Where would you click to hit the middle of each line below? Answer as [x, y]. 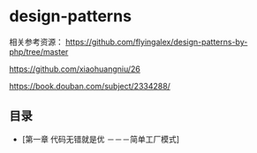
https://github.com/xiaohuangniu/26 [75, 69]
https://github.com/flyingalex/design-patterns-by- [156, 42]
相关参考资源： [36, 42]
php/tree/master [39, 51]
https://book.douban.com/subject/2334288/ [90, 86]
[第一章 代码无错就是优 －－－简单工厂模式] [100, 139]
